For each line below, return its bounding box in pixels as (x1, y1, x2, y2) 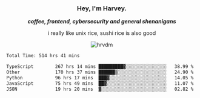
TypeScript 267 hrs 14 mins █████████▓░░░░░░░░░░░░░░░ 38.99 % (6, 64, 194, 70)
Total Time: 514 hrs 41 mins (6, 53, 80, 59)
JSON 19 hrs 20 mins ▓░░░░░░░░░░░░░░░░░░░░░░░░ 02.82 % (6, 86, 194, 92)
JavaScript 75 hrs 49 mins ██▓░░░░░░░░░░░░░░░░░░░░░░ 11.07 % (6, 80, 194, 87)
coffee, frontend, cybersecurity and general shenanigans (27, 18, 176, 25)
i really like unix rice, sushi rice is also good (47, 29, 156, 37)
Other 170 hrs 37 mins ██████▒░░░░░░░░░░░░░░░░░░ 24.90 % (6, 69, 194, 76)
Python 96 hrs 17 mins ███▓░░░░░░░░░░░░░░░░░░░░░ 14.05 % (6, 75, 194, 81)
